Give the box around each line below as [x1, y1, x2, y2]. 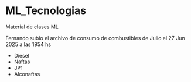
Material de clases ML [5, 23, 59, 30]
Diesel [13, 52, 30, 59]
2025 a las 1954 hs [5, 41, 51, 48]
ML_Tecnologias [5, 4, 86, 17]
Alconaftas [13, 70, 40, 77]
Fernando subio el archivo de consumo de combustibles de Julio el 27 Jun [5, 34, 185, 41]
